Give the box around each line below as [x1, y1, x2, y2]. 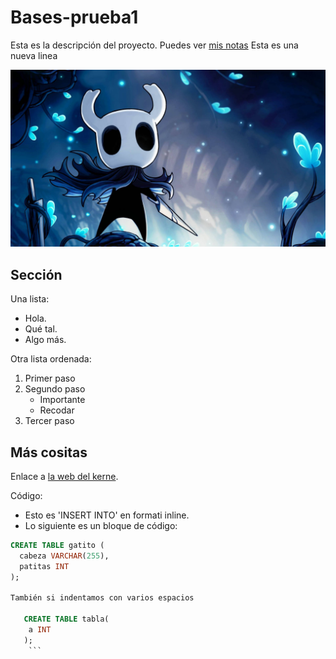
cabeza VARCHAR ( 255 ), [19, 551, 110, 561]
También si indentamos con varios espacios [10, 593, 195, 603]
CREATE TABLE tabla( [23, 614, 110, 625]
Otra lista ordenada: [10, 353, 92, 365]
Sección [10, 266, 63, 283]
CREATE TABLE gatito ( [10, 541, 105, 551]
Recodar [39, 404, 75, 416]
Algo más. [24, 334, 67, 346]
